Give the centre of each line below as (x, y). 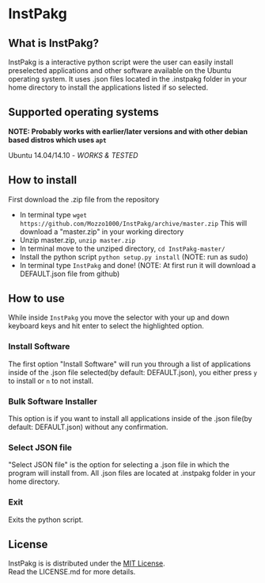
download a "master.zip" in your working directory (102, 232)
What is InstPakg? (53, 43)
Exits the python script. (46, 520)
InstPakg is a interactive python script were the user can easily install (121, 62)
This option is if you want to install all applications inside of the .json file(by (130, 419)
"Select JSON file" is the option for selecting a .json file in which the (119, 465)
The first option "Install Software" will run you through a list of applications (130, 364)
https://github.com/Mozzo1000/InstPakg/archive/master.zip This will (133, 223)
